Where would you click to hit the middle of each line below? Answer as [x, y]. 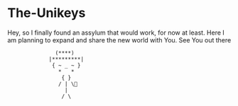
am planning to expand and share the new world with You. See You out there [119, 40]
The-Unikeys [47, 13]
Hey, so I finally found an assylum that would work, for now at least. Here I [116, 33]
